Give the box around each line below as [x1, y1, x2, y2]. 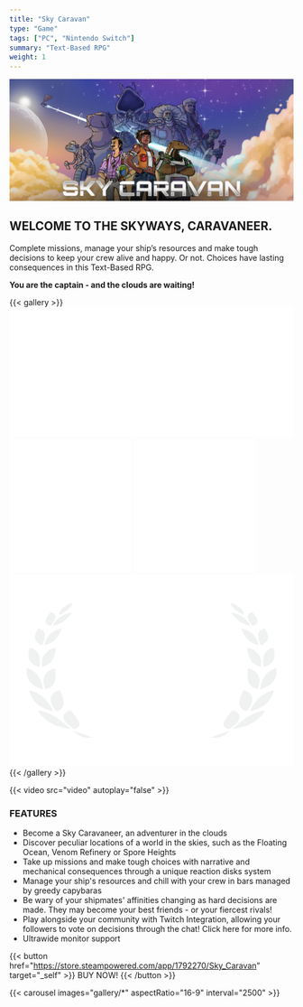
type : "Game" [9, 23, 59, 33]
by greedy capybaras [22, 885, 102, 896]
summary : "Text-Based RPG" [9, 43, 111, 52]
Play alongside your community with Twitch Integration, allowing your [22, 914, 281, 925]
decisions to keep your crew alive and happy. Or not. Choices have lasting [9, 252, 284, 263]
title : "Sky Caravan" [9, 14, 91, 23]
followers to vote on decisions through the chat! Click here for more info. [22, 924, 292, 935]
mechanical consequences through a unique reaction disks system [22, 866, 272, 877]
